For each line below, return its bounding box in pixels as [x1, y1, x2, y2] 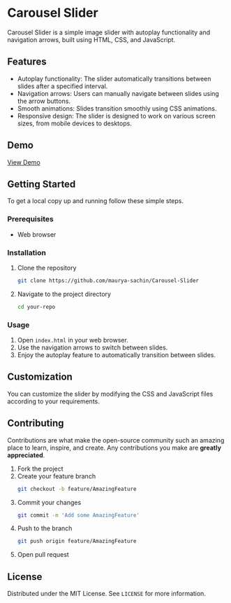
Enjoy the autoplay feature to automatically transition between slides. [17, 351, 216, 359]
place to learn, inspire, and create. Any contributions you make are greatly [7, 443, 222, 452]
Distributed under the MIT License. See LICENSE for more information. [7, 590, 206, 598]
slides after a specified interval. [17, 82, 108, 90]
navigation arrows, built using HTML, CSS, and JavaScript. [7, 35, 176, 43]
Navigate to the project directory [17, 289, 112, 298]
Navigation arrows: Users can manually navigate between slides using [17, 89, 220, 97]
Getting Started [7, 178, 76, 190]
